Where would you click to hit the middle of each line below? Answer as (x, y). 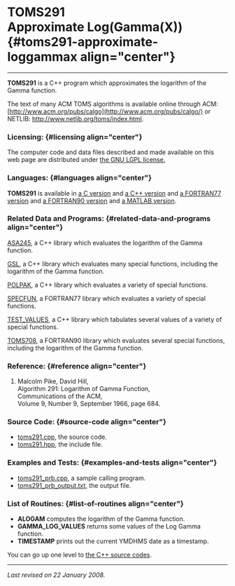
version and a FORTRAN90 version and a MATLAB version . (92, 200)
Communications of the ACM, (60, 396)
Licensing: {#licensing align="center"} (75, 137)
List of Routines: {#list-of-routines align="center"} (95, 503)
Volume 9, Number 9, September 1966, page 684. (89, 404)
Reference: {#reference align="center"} (77, 366)
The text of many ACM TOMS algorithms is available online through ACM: (113, 104)
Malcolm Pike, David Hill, (53, 381)
